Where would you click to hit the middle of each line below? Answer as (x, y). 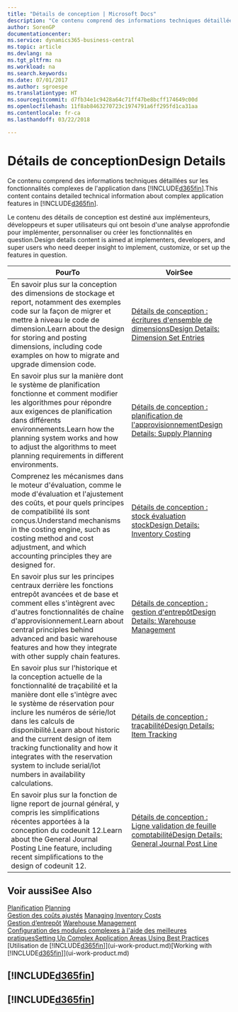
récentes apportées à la (50, 821)
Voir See (179, 272)
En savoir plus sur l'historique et (64, 668)
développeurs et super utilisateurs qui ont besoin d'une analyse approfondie (119, 224)
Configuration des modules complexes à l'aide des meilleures (97, 930)
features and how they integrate (64, 647)
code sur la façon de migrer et (61, 311)
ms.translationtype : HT (42, 93)
